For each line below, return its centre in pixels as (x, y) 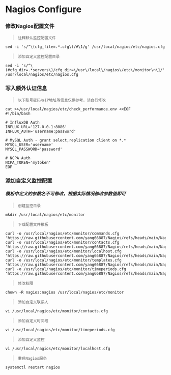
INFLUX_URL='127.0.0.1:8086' (36, 127)
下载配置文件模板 (33, 224)
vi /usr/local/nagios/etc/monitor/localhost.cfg (58, 349)
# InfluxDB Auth (22, 122)
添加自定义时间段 (33, 321)
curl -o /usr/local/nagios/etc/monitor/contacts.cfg (62, 242)
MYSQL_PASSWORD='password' (34, 149)
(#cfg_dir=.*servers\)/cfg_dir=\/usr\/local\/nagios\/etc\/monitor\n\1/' (85, 70)
